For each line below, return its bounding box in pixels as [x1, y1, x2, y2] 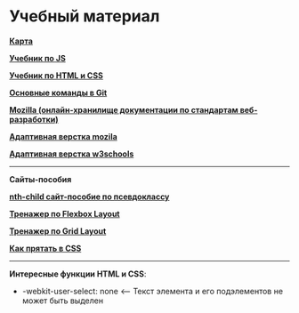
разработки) [9, 114, 59, 124]
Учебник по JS [9, 52, 67, 63]
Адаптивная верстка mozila [9, 131, 117, 141]
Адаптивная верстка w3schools [9, 148, 134, 159]
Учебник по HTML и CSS [9, 69, 104, 81]
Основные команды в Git [9, 87, 108, 98]
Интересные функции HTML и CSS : [9, 269, 147, 279]
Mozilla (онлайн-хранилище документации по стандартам [9, 104, 238, 115]
